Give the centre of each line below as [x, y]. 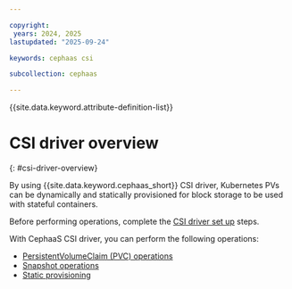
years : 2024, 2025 [47, 33]
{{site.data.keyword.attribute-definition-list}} [92, 107]
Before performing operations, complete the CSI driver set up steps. [134, 222]
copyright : [29, 25]
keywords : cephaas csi [51, 58]
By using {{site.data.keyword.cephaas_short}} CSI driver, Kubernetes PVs [144, 186]
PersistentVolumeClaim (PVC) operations [97, 256]
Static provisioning [56, 275]
